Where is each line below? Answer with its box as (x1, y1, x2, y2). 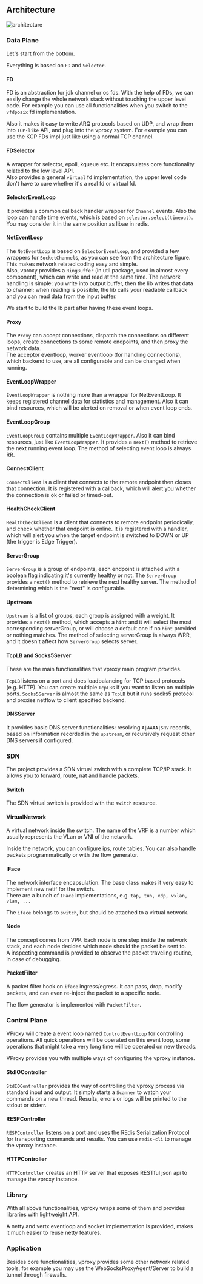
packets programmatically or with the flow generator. (6, 851, 139, 859)
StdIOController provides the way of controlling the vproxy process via (6, 1082, 185, 1089)
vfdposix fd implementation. (6, 109, 77, 116)
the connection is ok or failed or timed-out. (6, 491, 113, 498)
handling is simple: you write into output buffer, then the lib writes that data (6, 279, 194, 287)
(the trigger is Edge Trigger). (6, 538, 78, 545)
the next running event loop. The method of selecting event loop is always (6, 444, 191, 451)
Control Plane (6, 1016, 47, 1024)
